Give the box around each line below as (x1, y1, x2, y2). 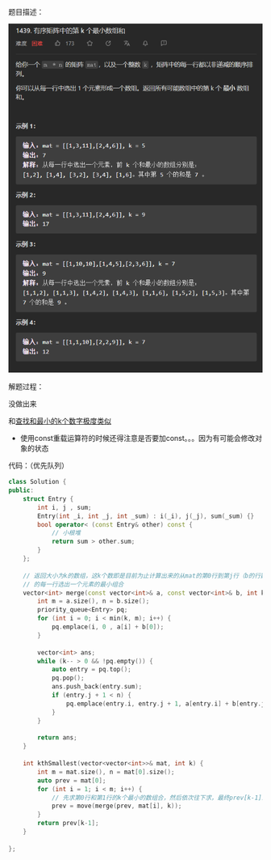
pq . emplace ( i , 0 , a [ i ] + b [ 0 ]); (51, 623, 165, 631)
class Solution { (8, 478, 67, 486)
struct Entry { (23, 494, 74, 503)
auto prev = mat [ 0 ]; (37, 776, 106, 785)
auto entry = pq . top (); (51, 666, 131, 674)
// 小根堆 (51, 529, 81, 537)
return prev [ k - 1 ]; (37, 820, 99, 828)
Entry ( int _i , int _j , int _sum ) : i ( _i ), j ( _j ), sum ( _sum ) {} (37, 512, 255, 520)
